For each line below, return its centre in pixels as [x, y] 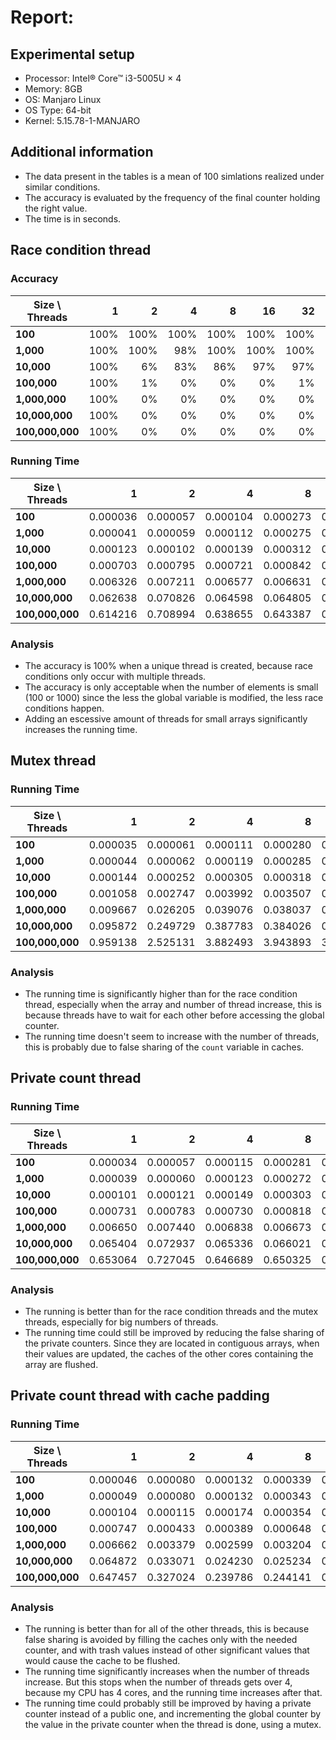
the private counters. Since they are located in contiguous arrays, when [172, 1343]
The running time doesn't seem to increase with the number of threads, [172, 1037]
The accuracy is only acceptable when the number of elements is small [171, 687]
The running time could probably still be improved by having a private [168, 1703]
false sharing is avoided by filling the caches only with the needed [161, 1640]
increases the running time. [81, 730]
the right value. [56, 208]
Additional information [82, 152]
